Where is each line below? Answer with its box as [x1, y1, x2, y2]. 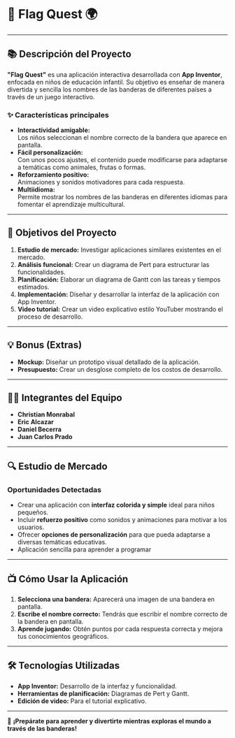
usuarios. [17, 523, 45, 532]
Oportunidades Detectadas [7, 484, 101, 494]
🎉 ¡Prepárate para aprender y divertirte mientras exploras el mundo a [7, 716, 212, 725]
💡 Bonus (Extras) [7, 339, 83, 351]
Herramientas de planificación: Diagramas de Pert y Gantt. [17, 689, 190, 697]
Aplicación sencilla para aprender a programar [17, 545, 152, 553]
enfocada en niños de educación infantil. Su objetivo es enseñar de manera [7, 78, 225, 86]
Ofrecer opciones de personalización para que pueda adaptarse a [17, 530, 211, 539]
